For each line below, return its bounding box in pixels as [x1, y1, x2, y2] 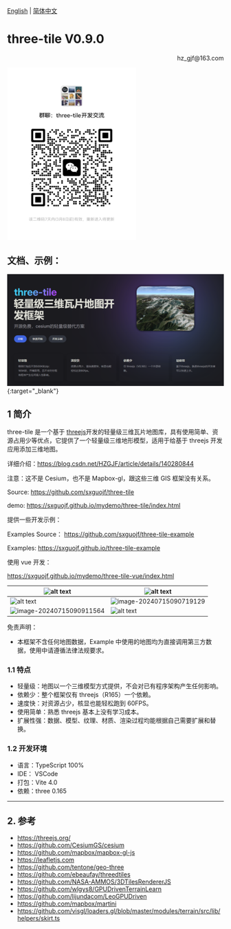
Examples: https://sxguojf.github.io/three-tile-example [7, 544, 160, 553]
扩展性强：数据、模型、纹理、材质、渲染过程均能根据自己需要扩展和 [16, 716, 210, 725]
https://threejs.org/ [16, 834, 71, 842]
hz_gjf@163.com [177, 54, 224, 62]
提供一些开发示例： [7, 515, 62, 524]
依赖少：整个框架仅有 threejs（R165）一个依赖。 [16, 691, 155, 699]
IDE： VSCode [16, 769, 58, 778]
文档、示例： [7, 255, 62, 267]
